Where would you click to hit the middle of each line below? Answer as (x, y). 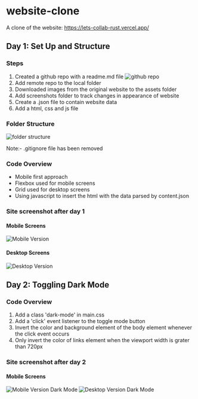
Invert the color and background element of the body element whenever (103, 328)
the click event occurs (42, 334)
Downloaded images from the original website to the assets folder (96, 89)
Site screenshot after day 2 (46, 362)
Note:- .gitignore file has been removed (55, 148)
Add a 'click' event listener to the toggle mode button (80, 321)
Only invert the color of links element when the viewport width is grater (102, 340)
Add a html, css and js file (47, 108)
